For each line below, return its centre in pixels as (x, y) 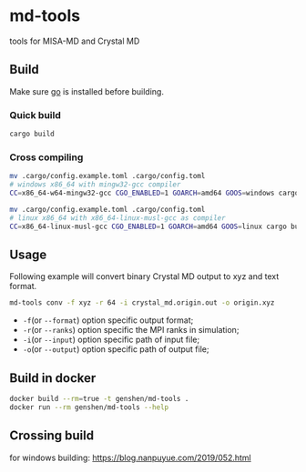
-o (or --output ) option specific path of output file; (116, 349)
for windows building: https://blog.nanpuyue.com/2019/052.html (131, 457)
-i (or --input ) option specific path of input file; (111, 340)
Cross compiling (46, 157)
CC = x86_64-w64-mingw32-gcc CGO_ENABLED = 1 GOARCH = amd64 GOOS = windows (142, 193)
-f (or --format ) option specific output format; (108, 320)
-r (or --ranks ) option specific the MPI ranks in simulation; (131, 330)
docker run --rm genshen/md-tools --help (89, 407)
